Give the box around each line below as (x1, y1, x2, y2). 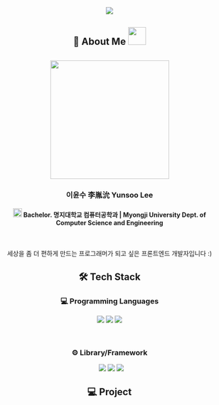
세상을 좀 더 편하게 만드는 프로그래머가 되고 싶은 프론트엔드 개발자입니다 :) (6, 249, 213, 257)
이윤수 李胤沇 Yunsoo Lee (65, 190, 154, 200)
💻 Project (87, 386, 132, 398)
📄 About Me (73, 36, 127, 48)
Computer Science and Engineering (55, 219, 164, 227)
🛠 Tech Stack (78, 271, 141, 283)
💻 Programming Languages (60, 296, 159, 306)
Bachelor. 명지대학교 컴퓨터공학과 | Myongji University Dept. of (23, 210, 206, 220)
